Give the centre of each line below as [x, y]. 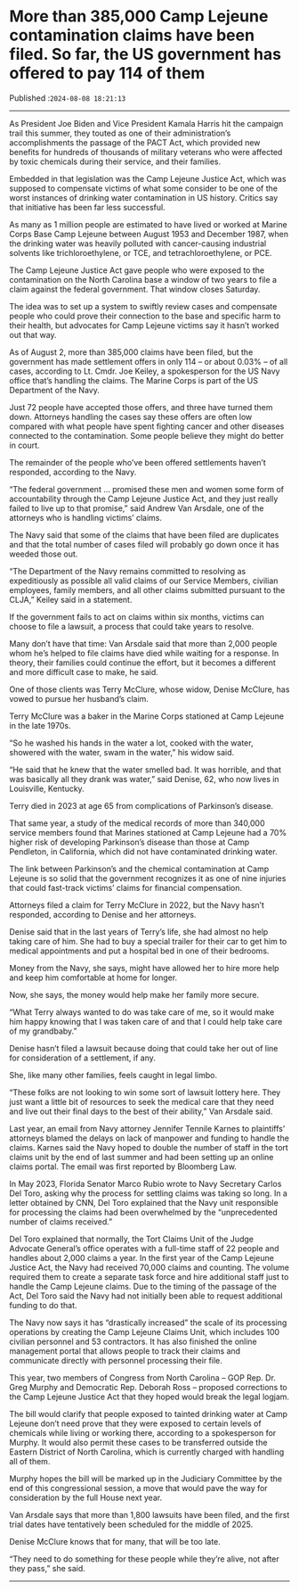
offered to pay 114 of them [107, 74]
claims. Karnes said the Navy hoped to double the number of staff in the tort [149, 1147]
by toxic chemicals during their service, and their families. [115, 161]
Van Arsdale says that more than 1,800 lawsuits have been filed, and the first [149, 1514]
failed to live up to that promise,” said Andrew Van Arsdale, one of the [137, 508]
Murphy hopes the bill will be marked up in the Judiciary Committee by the [146, 1479]
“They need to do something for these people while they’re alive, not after [145, 1559]
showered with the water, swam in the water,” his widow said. [122, 752]
